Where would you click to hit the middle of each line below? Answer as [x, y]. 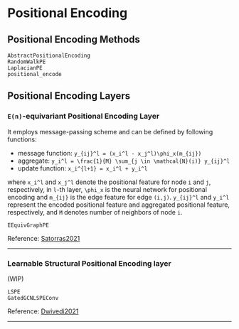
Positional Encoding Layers [69, 96]
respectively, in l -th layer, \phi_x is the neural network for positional [107, 189]
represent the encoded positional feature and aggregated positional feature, [118, 205]
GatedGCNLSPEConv [33, 298]
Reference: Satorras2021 [44, 238]
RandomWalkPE [27, 62]
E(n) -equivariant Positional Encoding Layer [84, 117]
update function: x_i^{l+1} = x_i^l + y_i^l [83, 168]
